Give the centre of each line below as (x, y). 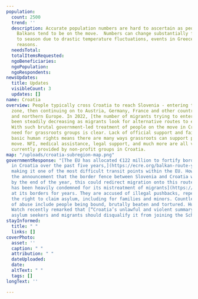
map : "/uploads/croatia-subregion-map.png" (60, 155)
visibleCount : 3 (31, 89)
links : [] (23, 232)
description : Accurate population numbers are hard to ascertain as (97, 28)
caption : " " (27, 248)
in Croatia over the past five (50, 166)
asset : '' (23, 243)
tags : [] (22, 276)
